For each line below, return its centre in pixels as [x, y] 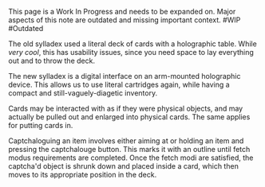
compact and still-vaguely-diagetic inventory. [83, 93]
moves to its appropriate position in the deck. [83, 175]
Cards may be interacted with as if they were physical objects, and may [126, 108]
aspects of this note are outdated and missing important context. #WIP [125, 20]
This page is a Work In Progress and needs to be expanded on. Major [122, 12]
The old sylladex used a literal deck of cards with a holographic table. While [132, 44]
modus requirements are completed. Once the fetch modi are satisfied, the [131, 158]
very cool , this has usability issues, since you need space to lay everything [131, 52]
